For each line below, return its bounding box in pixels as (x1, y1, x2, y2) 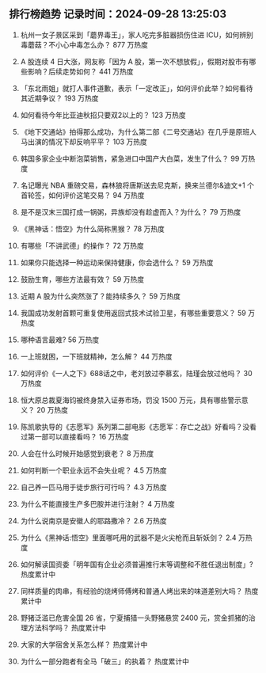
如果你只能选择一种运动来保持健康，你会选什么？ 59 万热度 (20, 257, 214, 267)
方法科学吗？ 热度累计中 (27, 622, 106, 632)
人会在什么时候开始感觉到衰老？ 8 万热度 (20, 448, 154, 458)
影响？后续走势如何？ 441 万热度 (27, 67, 134, 76)
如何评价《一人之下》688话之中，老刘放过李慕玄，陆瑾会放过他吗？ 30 (20, 368, 253, 378)
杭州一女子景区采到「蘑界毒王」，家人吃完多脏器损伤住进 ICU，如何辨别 (20, 30, 254, 40)
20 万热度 (36, 405, 69, 414)
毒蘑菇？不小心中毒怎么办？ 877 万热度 (20, 40, 149, 49)
